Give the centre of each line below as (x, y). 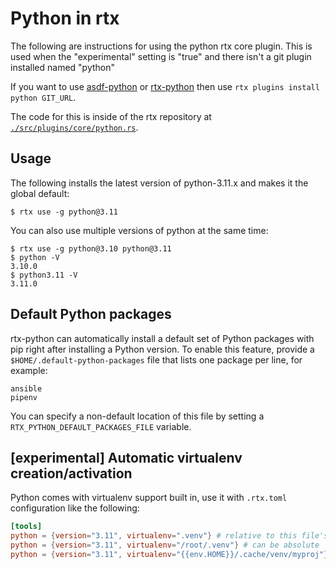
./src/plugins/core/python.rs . (74, 127)
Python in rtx (65, 18)
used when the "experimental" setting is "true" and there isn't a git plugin (161, 56)
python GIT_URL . (43, 97)
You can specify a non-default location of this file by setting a (137, 416)
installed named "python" (63, 67)
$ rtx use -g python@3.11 (64, 212)
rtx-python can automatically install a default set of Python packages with (162, 338)
